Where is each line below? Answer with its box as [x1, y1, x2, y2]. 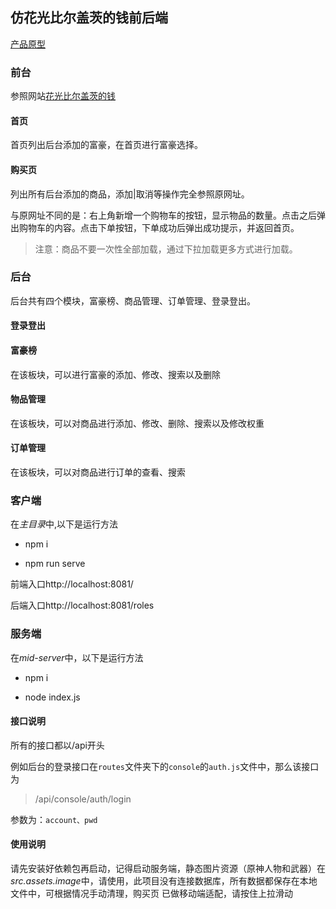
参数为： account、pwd [10, 813, 98, 825]
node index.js [24, 691, 81, 703]
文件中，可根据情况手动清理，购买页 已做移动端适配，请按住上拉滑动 [10, 888, 293, 900]
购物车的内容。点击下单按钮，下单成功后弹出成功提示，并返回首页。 [18, 221, 300, 233]
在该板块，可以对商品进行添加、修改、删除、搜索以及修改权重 [10, 417, 265, 429]
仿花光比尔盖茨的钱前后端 [10, 9, 168, 27]
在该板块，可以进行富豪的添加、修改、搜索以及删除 [10, 368, 221, 380]
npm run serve [24, 558, 86, 570]
